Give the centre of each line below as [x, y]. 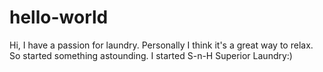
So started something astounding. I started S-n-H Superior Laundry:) [151, 55]
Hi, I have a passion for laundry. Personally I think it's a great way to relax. [161, 45]
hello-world [59, 17]
